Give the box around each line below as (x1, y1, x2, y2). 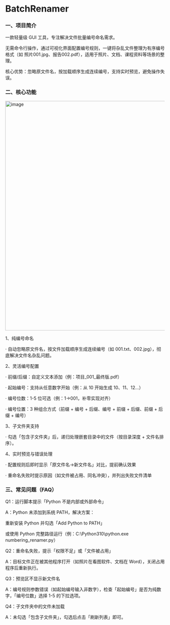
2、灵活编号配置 (5, 363, 39, 369)
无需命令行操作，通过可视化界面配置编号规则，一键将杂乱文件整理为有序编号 (5, 45, 165, 51)
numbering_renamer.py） (5, 537, 58, 543)
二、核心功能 (5, 89, 37, 96)
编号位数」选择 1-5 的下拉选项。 (16, 593, 83, 599)
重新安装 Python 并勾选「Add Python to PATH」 (5, 520, 105, 526)
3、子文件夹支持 (5, 423, 39, 429)
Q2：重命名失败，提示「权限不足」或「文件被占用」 (5, 548, 114, 554)
